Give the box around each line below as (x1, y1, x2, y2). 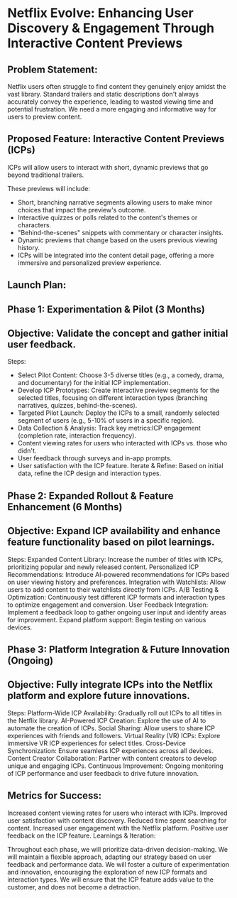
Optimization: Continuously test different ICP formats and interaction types (7, 593, 226, 601)
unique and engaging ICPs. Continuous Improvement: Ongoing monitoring (7, 762, 224, 770)
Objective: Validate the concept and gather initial (7, 327, 228, 339)
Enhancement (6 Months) (7, 501, 123, 513)
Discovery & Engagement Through (7, 20, 215, 36)
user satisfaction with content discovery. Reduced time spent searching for (7, 816, 227, 825)
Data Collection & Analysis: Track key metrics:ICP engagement (17, 424, 201, 433)
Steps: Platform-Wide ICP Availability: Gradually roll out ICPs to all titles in (7, 708, 222, 717)
